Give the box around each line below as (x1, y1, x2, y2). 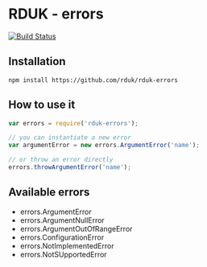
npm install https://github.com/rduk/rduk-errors (8, 76, 179, 84)
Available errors (8, 186, 90, 199)
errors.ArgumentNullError (19, 215, 105, 225)
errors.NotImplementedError (19, 240, 114, 250)
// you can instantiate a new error (8, 133, 131, 142)
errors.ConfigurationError (19, 232, 105, 242)
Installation (8, 55, 66, 68)
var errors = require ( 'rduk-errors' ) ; (8, 119, 139, 127)
